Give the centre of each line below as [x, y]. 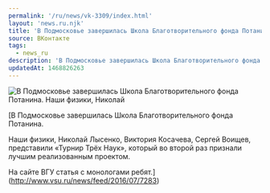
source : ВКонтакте [39, 38]
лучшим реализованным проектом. [70, 156]
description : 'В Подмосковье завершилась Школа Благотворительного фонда [135, 61]
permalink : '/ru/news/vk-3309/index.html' [80, 16]
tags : [17, 46]
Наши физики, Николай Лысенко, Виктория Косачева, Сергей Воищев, [130, 139]
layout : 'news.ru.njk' [46, 23]
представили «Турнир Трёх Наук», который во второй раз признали [125, 148]
